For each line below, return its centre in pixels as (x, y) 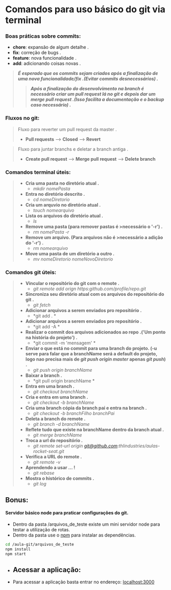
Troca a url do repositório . (54, 441)
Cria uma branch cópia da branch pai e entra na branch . (86, 408)
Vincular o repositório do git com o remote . (72, 284)
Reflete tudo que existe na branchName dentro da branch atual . (95, 430)
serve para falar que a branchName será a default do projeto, (91, 354)
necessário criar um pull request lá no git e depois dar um (93, 94)
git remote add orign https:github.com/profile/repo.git (90, 289)
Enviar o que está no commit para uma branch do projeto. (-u (91, 348)
